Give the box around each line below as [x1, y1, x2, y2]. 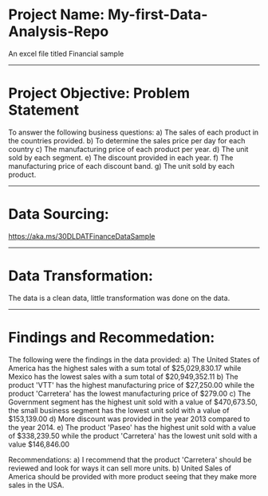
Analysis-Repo [8, 22, 109, 41]
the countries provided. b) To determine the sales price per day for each [8, 135, 246, 145]
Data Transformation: [8, 267, 154, 284]
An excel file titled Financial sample [8, 49, 124, 58]
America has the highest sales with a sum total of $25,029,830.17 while [8, 363, 242, 373]
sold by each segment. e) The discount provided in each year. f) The [8, 153, 234, 162]
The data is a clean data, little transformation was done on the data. [8, 293, 231, 303]
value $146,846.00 [8, 439, 70, 449]
